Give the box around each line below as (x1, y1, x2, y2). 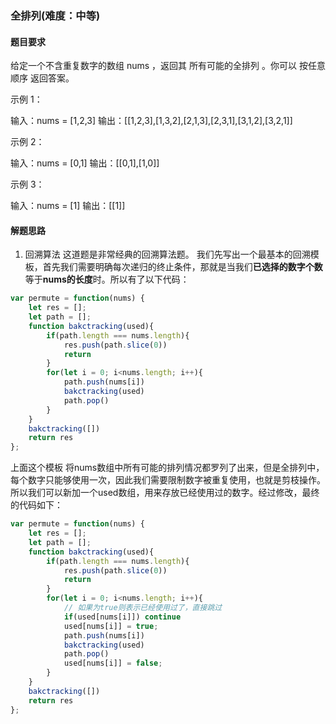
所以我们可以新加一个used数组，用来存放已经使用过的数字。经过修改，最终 (10, 487, 320, 499)
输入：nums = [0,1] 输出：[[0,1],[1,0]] (10, 157, 160, 169)
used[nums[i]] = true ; (63, 621, 159, 631)
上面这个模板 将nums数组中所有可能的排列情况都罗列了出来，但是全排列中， (10, 462, 325, 474)
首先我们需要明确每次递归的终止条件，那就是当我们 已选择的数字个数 (42, 261, 323, 273)
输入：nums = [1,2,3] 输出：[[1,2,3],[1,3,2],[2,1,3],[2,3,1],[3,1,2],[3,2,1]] (10, 115, 293, 127)
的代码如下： (10, 499, 63, 511)
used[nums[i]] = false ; (63, 658, 163, 669)
